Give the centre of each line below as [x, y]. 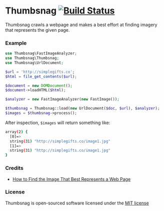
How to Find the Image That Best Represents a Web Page [71, 179]
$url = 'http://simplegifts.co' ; [40, 72]
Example [16, 43]
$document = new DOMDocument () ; [39, 85]
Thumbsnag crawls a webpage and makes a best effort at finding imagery [81, 25]
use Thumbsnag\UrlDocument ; [34, 63]
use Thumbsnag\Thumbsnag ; [32, 58]
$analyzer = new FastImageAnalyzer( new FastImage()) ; [62, 99]
